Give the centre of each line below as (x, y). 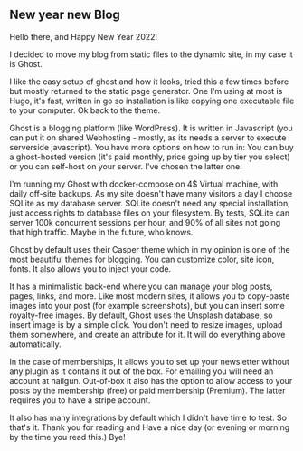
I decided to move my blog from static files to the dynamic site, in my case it (151, 54)
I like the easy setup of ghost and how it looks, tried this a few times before (149, 82)
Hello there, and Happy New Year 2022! (84, 36)
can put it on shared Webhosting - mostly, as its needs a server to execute (148, 137)
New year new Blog (65, 15)
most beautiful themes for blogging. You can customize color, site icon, (142, 259)
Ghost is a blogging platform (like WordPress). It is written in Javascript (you (151, 128)
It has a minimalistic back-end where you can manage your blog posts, (141, 286)
